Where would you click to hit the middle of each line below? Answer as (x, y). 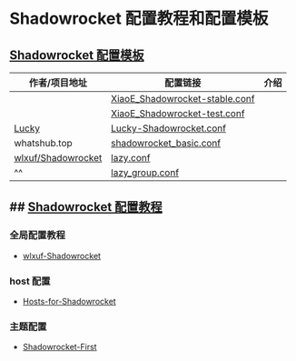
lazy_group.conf (145, 172)
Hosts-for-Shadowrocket (69, 301)
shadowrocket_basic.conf (165, 143)
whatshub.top (43, 143)
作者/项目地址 (58, 83)
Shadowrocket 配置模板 (77, 55)
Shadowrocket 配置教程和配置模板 (139, 19)
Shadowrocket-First (59, 347)
